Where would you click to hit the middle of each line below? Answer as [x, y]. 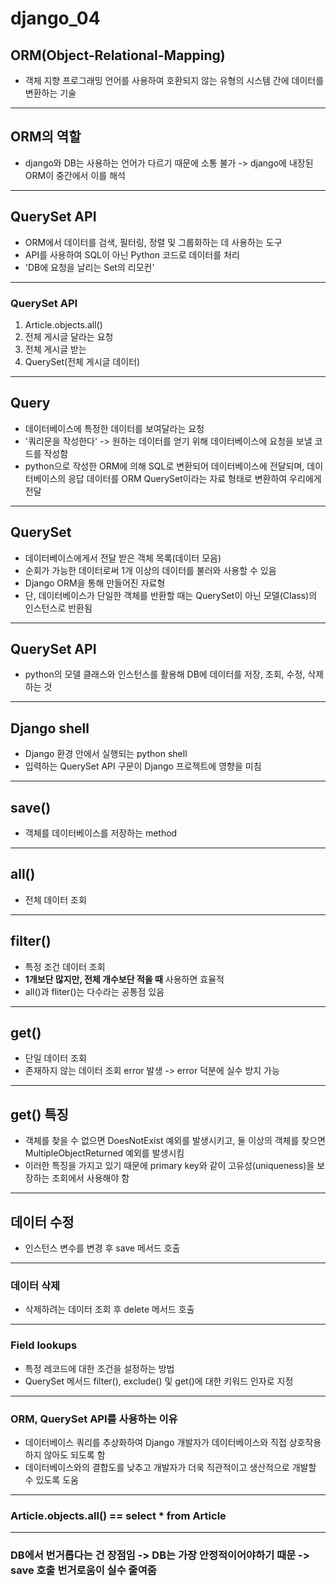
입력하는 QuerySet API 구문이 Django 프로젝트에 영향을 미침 [143, 766]
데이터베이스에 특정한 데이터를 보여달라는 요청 [114, 428]
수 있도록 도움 [51, 1479]
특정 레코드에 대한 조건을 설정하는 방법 [99, 1368]
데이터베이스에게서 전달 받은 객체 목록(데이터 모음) [123, 558]
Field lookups [44, 1345]
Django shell [50, 728]
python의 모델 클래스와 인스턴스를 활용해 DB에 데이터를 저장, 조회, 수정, [165, 674]
